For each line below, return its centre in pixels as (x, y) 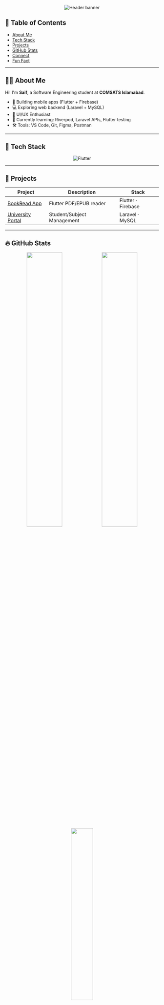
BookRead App (25, 204)
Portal (14, 221)
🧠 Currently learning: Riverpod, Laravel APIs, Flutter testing (71, 119)
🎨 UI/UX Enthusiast (31, 114)
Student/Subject (68, 214)
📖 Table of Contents (36, 23)
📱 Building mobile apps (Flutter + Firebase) (55, 102)
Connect (21, 55)
